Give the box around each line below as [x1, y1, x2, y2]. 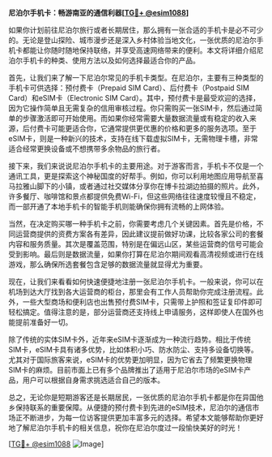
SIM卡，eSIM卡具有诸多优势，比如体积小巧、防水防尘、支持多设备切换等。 [8, 345, 258, 354]
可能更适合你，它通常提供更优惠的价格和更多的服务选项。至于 [50, 123, 257, 133]
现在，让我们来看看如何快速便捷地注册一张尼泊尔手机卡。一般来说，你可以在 [8, 277, 264, 287]
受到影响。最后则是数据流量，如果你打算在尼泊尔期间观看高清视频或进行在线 [8, 249, 264, 259]
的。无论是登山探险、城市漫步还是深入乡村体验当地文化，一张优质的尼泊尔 [8, 36, 257, 45]
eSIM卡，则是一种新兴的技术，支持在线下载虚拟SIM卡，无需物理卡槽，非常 [8, 134, 258, 143]
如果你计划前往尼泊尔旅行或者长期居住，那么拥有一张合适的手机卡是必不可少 [8, 25, 264, 35]
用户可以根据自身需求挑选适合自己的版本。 [22, 375, 164, 385]
